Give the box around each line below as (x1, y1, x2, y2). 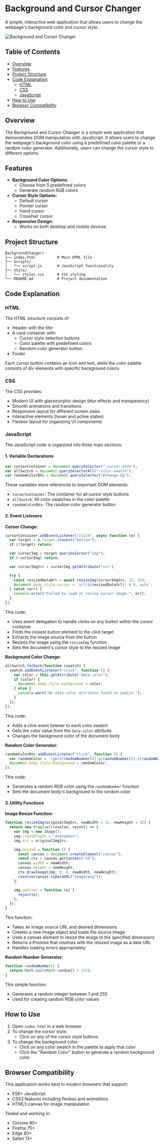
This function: (5, 915, 33, 921)
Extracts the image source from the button (12, 634, 97, 640)
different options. (5, 150, 40, 156)
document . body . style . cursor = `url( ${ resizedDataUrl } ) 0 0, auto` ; (14, 582, 153, 587)
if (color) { (14, 677, 40, 682)
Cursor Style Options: (12, 193, 57, 198)
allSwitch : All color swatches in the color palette (12, 496, 110, 502)
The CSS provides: (5, 389, 43, 395)
